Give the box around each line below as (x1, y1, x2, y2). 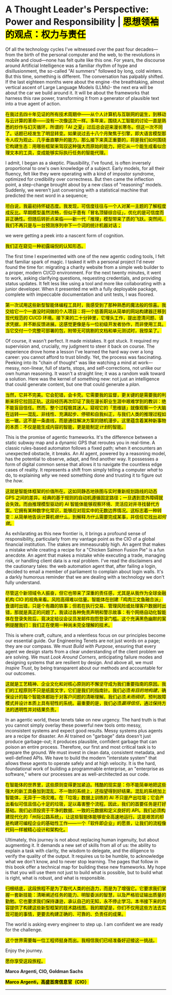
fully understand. (5, 579, 41, 585)
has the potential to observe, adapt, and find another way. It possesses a (5, 456, 158, 462)
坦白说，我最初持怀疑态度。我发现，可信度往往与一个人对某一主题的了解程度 (5, 203, 166, 209)
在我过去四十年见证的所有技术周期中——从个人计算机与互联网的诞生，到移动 (5, 111, 166, 117)
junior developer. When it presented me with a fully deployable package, (5, 286, 158, 292)
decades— (135, 46, 158, 52)
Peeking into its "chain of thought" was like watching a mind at (5, 359, 137, 366)
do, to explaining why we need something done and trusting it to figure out (5, 472, 162, 478)
